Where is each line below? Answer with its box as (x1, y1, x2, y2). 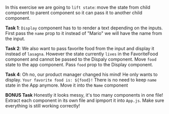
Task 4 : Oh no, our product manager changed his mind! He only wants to (5, 71, 158, 78)
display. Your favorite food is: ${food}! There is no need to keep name (5, 77, 157, 83)
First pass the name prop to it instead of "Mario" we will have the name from (5, 30, 162, 36)
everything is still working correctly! (5, 103, 80, 108)
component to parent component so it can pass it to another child (5, 10, 143, 16)
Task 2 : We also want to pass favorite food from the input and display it (5, 46, 155, 51)
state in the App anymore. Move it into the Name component (5, 82, 128, 88)
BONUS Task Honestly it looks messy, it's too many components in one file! (5, 92, 163, 98)
